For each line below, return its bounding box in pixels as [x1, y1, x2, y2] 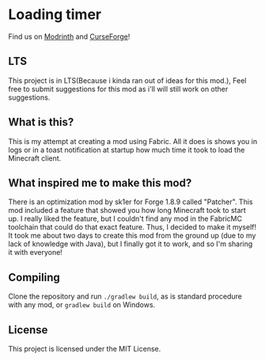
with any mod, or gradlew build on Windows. [8, 300, 156, 310]
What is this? [8, 116, 74, 129]
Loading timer [8, 6, 102, 24]
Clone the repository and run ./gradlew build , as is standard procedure [8, 291, 243, 302]
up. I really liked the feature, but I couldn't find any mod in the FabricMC [8, 214, 243, 223]
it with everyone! [8, 248, 63, 257]
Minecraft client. [8, 153, 62, 163]
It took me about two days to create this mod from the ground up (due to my [8, 231, 256, 241]
